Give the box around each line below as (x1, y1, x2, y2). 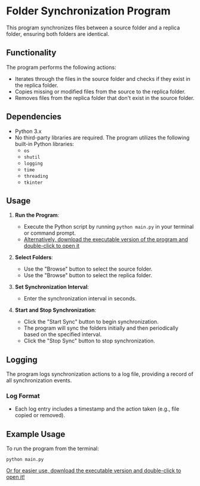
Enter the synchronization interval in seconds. (23, 295, 137, 302)
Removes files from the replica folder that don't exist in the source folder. (14, 94, 195, 101)
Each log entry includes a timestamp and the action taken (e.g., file (14, 405, 180, 412)
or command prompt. (23, 229, 76, 237)
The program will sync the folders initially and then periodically (23, 324, 179, 332)
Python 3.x (14, 127, 42, 135)
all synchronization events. (6, 377, 72, 384)
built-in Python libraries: (14, 140, 75, 147)
